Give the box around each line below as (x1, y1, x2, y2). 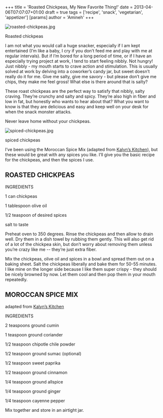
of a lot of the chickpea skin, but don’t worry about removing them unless (5, 241, 152, 247)
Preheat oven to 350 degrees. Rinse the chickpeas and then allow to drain (5, 231, 153, 237)
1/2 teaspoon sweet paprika (5, 360, 61, 366)
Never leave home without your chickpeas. (5, 119, 91, 124)
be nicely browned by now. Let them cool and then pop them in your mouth (5, 271, 156, 277)
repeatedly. (5, 277, 28, 282)
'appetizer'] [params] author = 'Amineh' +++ (5, 15, 94, 20)
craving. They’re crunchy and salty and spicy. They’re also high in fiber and (5, 93, 156, 99)
